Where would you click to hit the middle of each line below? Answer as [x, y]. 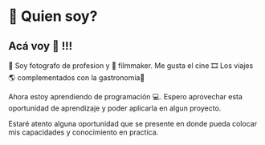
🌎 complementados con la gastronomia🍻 [77, 78]
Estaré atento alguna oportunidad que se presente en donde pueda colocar [133, 124]
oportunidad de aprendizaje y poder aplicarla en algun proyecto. [115, 108]
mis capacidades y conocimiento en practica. [84, 132]
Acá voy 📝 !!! [41, 46]
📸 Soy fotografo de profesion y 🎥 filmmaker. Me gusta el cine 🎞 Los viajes [131, 66]
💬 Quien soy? [53, 16]
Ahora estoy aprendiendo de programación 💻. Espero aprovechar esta [126, 97]
